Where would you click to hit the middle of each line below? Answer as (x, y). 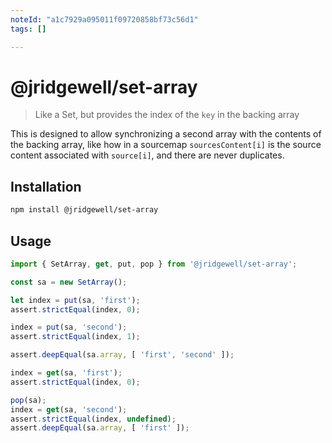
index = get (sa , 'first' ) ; (66, 373)
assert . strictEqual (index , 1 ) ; (75, 337)
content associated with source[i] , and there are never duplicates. (147, 155)
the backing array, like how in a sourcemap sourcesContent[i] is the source (166, 145)
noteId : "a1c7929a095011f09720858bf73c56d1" (104, 19)
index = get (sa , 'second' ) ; (69, 409)
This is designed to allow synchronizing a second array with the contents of (166, 134)
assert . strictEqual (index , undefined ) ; (93, 419)
